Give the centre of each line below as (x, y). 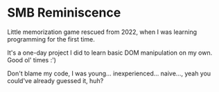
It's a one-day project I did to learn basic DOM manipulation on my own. (110, 53)
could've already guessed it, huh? (55, 80)
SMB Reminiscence (64, 13)
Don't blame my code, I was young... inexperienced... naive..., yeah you (109, 73)
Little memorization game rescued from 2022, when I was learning (102, 32)
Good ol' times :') (32, 59)
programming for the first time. (51, 39)
